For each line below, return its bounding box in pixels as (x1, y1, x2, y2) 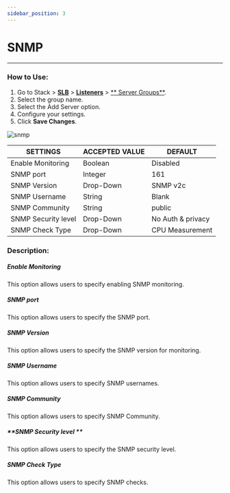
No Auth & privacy (151, 214, 210, 224)
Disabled (151, 158, 180, 168)
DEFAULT (166, 147, 197, 156)
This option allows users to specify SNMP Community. (7, 412, 161, 420)
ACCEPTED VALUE (83, 147, 145, 156)
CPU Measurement (151, 225, 213, 235)
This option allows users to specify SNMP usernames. (7, 378, 159, 387)
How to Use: (7, 73, 49, 82)
